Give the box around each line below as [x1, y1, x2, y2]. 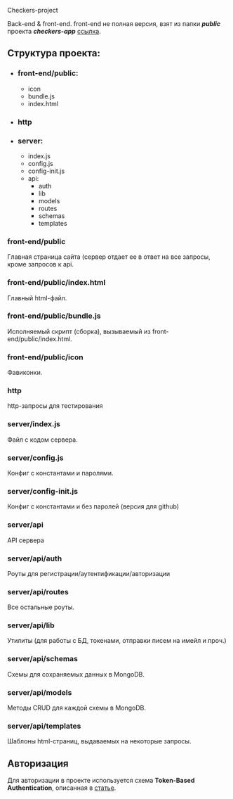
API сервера [7, 536, 44, 544]
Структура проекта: [7, 47, 100, 59]
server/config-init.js [7, 486, 79, 496]
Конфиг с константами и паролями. [7, 468, 114, 477]
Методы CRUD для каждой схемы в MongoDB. [7, 703, 146, 712]
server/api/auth [7, 554, 62, 563]
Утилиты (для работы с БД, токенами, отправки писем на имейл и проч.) [7, 637, 227, 645]
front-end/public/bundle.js [7, 311, 101, 321]
